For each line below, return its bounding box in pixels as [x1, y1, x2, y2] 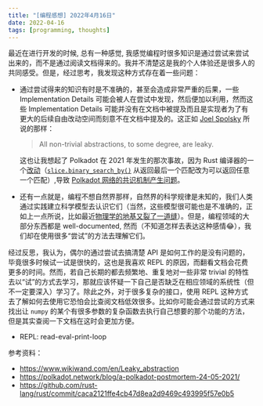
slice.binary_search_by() [46, 167, 131, 175]
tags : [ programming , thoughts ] [8, 26, 110, 34]
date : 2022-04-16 [8, 19, 65, 27]
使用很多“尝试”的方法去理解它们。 [40, 231, 150, 241]
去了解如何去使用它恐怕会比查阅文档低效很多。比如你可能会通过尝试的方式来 [8, 297, 255, 306]
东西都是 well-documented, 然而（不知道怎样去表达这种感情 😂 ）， [33, 221, 245, 231]
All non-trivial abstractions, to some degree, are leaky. [38, 140, 214, 149]
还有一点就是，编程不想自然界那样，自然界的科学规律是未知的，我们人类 [19, 192, 253, 201]
